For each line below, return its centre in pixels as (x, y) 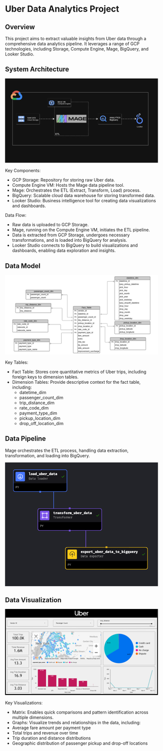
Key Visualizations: (24, 703)
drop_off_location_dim (41, 424)
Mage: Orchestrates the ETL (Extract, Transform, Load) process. (76, 190)
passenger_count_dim (41, 398)
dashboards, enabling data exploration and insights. (64, 250)
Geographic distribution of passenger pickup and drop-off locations (80, 743)
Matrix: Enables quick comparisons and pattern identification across (80, 712)
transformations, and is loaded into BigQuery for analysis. (70, 240)
